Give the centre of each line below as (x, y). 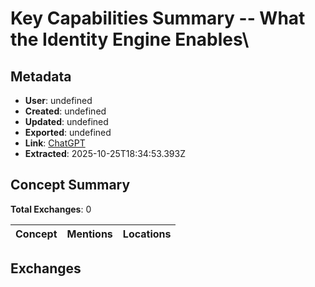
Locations (147, 234)
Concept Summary (70, 185)
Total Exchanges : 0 (51, 209)
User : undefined (58, 100)
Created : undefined (65, 111)
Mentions (89, 234)
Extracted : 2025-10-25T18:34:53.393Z (105, 153)
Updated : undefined (66, 121)
